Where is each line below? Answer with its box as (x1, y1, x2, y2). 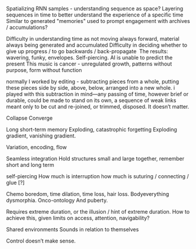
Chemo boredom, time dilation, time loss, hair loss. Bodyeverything (6, 191, 169, 197)
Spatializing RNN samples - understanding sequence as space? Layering (6, 5, 184, 12)
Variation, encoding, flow (6, 144, 67, 150)
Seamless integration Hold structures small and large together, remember (6, 155, 185, 162)
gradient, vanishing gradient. (6, 132, 76, 139)
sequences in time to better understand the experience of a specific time (6, 11, 184, 18)
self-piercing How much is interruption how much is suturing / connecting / (6, 173, 189, 179)
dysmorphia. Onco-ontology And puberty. (6, 197, 108, 204)
